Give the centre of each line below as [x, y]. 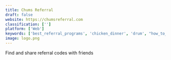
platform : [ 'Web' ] [25, 29]
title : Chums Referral [29, 10]
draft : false [19, 15]
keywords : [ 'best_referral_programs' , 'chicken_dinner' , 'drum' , [76, 34]
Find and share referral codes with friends [49, 53]
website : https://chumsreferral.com [44, 19]
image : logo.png [22, 39]
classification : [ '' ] [28, 24]
